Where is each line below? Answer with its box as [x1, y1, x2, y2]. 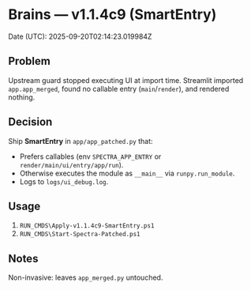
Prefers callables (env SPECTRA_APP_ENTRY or [19, 152, 162, 161]
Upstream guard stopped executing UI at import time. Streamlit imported [8, 75, 244, 85]
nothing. [8, 92, 36, 102]
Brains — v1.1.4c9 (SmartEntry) [8, 6, 217, 24]
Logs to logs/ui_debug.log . [19, 176, 109, 186]
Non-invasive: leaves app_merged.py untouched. [8, 273, 163, 282]
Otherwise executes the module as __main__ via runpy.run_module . [19, 168, 235, 178]
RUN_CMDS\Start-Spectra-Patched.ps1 [19, 231, 140, 239]
